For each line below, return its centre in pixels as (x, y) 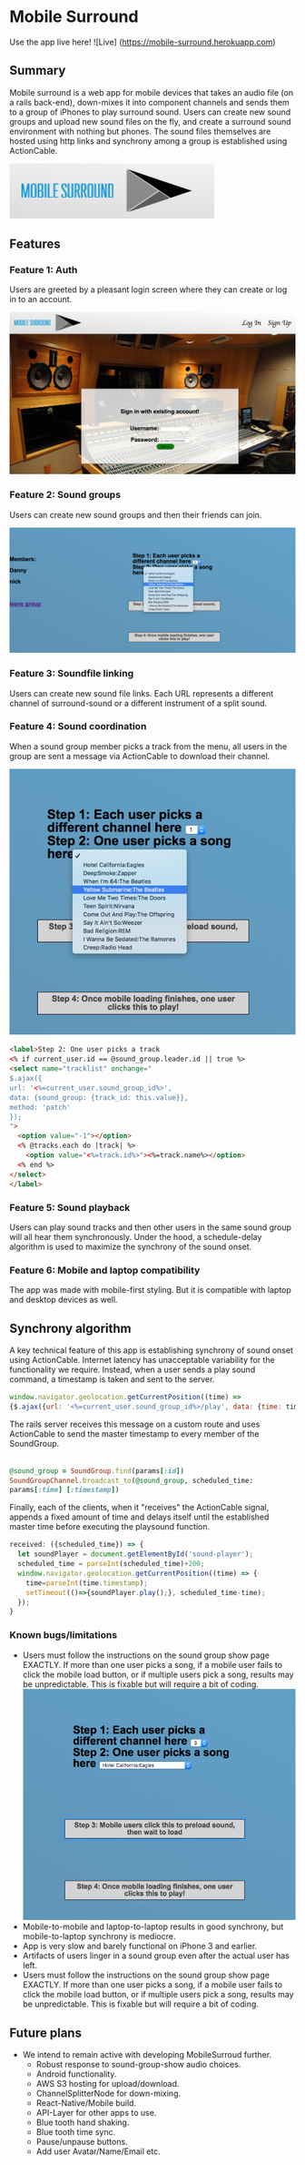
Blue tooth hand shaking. (83, 2122)
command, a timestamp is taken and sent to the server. (112, 1379)
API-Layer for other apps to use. (96, 2113)
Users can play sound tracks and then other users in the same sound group (151, 1227)
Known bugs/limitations (64, 1635)
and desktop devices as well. (64, 1300)
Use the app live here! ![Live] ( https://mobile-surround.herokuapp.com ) (143, 42)
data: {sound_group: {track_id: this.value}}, (99, 1098)
